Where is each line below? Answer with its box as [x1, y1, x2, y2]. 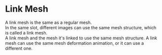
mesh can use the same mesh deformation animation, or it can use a [5, 40, 144, 46]
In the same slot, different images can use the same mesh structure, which [5, 24, 157, 30]
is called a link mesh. [5, 30, 48, 36]
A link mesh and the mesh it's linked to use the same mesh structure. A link [5, 35, 158, 41]
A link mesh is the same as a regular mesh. [5, 19, 92, 25]
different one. [5, 45, 33, 51]
